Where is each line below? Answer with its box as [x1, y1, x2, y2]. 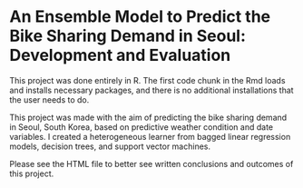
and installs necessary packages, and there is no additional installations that [9, 84, 294, 95]
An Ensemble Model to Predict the [9, 6, 271, 27]
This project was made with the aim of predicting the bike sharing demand [9, 112, 288, 123]
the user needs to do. [9, 94, 90, 105]
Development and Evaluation [9, 45, 231, 65]
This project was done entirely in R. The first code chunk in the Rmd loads [9, 74, 286, 85]
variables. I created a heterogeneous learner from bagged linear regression [9, 131, 291, 142]
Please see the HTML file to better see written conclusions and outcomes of [9, 158, 294, 169]
